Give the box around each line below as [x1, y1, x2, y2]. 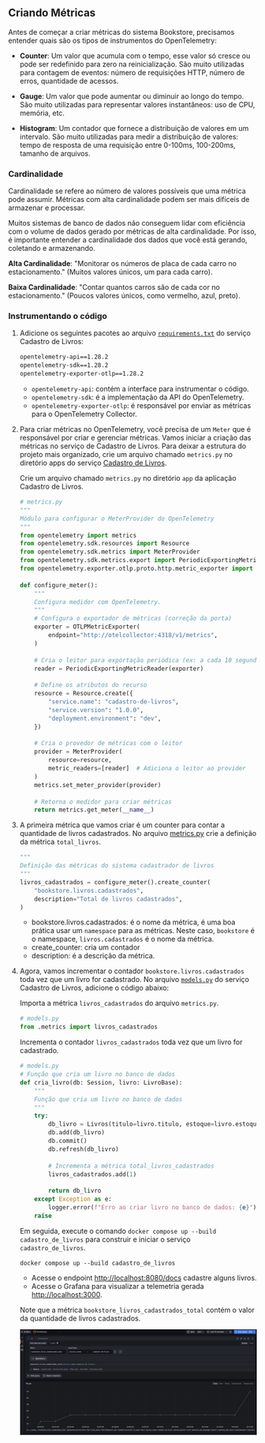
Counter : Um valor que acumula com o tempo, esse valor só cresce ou [19, 51, 251, 60]
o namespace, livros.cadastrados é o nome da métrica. [31, 935, 215, 944]
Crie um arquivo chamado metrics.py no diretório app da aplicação [19, 474, 237, 483]
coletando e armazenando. [8, 244, 96, 253]
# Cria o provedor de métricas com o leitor [34, 740, 183, 748]
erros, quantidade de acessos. [19, 76, 119, 85]
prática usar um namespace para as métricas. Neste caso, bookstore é [31, 926, 255, 935]
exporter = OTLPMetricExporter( [34, 623, 140, 631]
